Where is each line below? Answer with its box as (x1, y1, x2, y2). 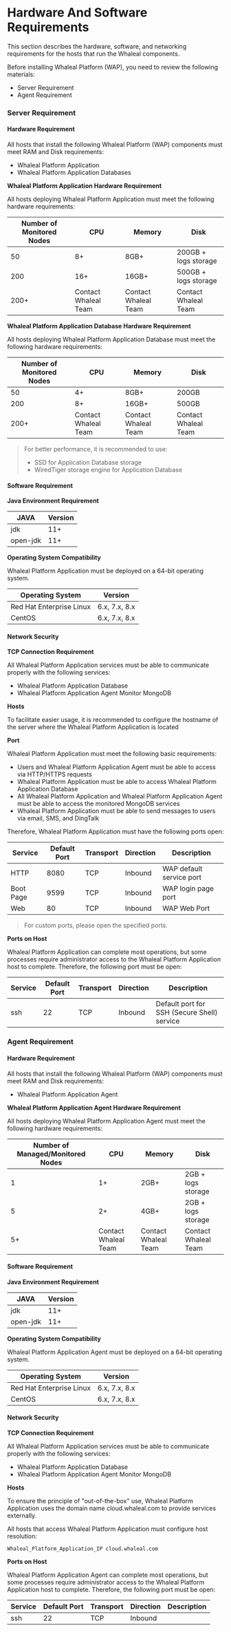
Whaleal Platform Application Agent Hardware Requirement (7, 1103, 181, 1112)
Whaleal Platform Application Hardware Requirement (7, 182, 162, 190)
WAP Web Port (162, 904, 210, 913)
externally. (7, 1512, 37, 1519)
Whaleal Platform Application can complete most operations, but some (7, 948, 208, 956)
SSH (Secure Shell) (155, 1008, 218, 1017)
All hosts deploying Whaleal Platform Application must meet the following (7, 195, 214, 204)
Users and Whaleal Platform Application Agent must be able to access (16, 763, 217, 772)
